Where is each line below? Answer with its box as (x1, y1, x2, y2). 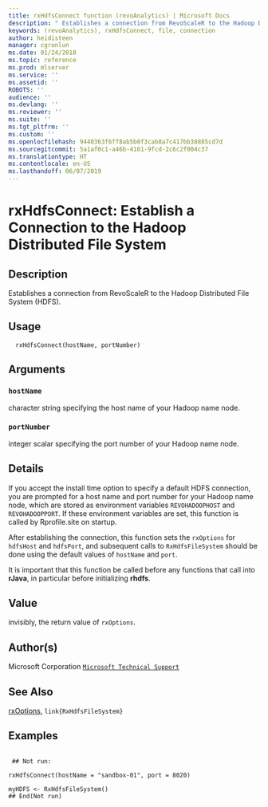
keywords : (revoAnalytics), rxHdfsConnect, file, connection (8, 26, 216, 34)
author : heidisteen (8, 33, 73, 42)
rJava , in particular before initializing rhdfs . (8, 573, 152, 583)
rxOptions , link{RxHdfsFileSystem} (8, 707, 124, 716)
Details (8, 462, 44, 475)
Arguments (8, 363, 66, 376)
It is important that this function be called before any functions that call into (8, 565, 255, 574)
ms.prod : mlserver (8, 64, 69, 72)
